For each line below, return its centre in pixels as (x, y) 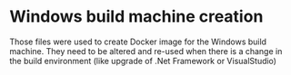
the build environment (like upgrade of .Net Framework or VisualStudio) (143, 61)
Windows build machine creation (136, 17)
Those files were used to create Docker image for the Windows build (138, 42)
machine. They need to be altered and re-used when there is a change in (146, 51)
